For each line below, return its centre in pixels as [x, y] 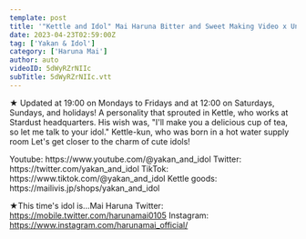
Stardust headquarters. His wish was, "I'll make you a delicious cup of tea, [149, 122]
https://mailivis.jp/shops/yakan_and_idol [85, 188]
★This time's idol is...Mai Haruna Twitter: [87, 205]
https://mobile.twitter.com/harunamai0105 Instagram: [109, 215]
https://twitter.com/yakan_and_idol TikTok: [89, 168]
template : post [38, 18]
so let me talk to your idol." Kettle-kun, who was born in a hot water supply [149, 132]
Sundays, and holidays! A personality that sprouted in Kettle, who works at [149, 112]
